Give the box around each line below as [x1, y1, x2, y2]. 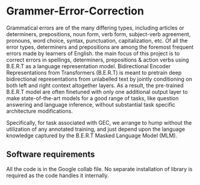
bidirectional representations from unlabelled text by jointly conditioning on [6, 75, 193, 83]
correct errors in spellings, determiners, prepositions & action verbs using [6, 56, 189, 63]
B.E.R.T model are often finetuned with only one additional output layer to [6, 88, 188, 95]
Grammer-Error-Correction [6, 4, 145, 18]
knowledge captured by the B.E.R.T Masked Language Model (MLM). [6, 131, 178, 139]
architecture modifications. [6, 107, 73, 114]
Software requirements [6, 149, 95, 160]
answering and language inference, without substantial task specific [6, 101, 176, 108]
